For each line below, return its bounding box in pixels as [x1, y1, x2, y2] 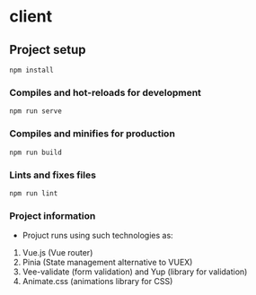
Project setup [9, 42, 87, 57]
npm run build [9, 148, 63, 157]
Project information [9, 209, 96, 221]
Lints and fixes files [9, 169, 97, 181]
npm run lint [9, 188, 58, 198]
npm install [9, 65, 54, 74]
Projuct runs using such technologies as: [22, 230, 173, 241]
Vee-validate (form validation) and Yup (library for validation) [22, 266, 248, 277]
